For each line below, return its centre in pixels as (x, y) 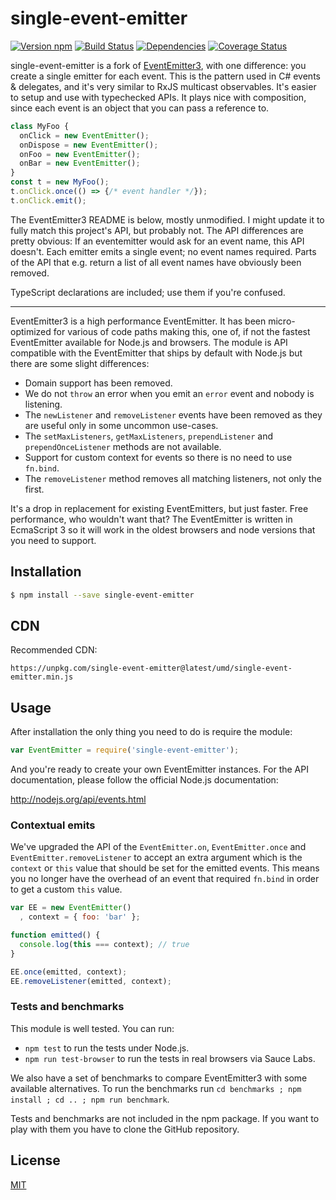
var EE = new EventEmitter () (71, 908)
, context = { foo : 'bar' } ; (80, 917)
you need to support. (53, 540)
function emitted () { (55, 935)
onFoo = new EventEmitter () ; (80, 154)
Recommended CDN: (54, 650)
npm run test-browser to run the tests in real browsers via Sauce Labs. (170, 1058)
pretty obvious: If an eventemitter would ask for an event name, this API (157, 241)
